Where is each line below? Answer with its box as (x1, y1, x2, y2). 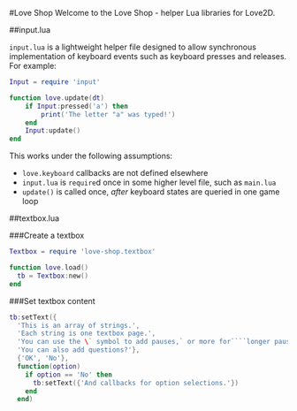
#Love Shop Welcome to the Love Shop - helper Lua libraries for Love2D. (9, 8, 276, 18)
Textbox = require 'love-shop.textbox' (9, 247, 156, 256)
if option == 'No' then (25, 370, 113, 379)
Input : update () (25, 126, 81, 135)
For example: (9, 61, 57, 71)
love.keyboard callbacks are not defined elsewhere (21, 168, 209, 179)
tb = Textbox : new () (17, 271, 89, 280)
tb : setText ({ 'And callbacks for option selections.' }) (32, 378, 240, 387)
